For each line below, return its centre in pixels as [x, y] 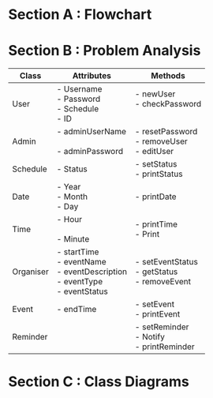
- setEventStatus [166, 262]
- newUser [155, 94]
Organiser [30, 272]
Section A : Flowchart [80, 15]
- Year [69, 187]
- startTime [78, 252]
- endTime [77, 310]
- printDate [155, 197]
